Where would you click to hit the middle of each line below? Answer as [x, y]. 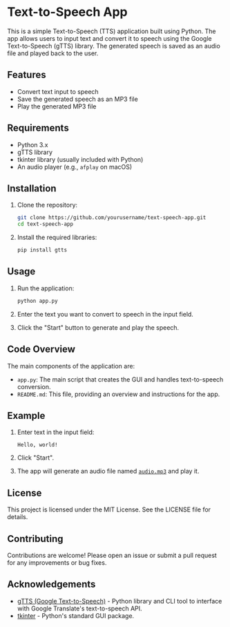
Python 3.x [32, 144]
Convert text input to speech [58, 91]
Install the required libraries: [57, 237]
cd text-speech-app [45, 224]
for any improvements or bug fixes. [57, 562]
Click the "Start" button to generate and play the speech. [98, 327]
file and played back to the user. [53, 53]
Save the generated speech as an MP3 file [77, 99]
